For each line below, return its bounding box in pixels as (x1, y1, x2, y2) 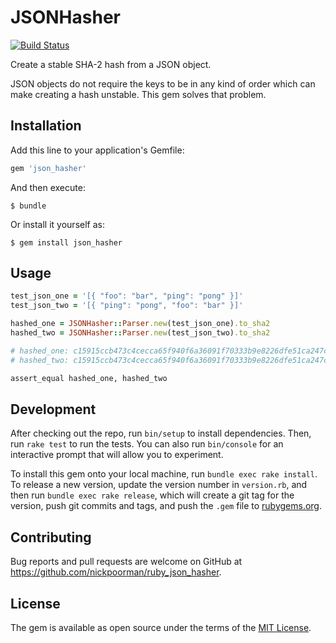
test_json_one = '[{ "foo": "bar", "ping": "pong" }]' (10, 291, 244, 301)
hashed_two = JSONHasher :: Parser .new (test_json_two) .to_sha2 (10, 328, 271, 338)
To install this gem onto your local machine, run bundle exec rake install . (10, 468, 318, 480)
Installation (10, 117, 82, 135)
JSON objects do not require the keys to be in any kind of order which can (10, 77, 316, 90)
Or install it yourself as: (10, 218, 105, 230)
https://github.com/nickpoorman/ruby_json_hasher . (10, 566, 222, 578)
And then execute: (10, 181, 86, 193)
